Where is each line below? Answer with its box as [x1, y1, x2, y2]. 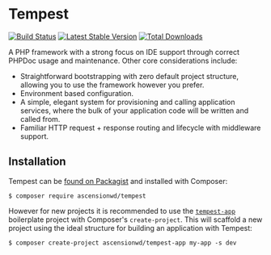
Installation [8, 155, 66, 169]
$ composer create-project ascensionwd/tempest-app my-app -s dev [8, 239, 237, 247]
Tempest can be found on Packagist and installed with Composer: [8, 176, 228, 186]
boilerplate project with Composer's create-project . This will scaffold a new [8, 215, 263, 224]
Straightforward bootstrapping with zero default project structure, [19, 71, 239, 81]
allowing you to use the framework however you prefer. [19, 80, 205, 90]
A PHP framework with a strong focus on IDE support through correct [8, 47, 240, 56]
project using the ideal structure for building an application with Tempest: [8, 223, 252, 232]
